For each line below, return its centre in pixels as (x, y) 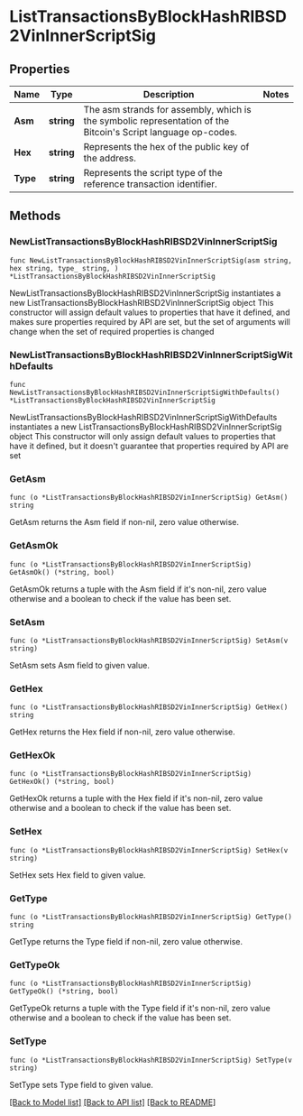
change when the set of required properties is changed (112, 331)
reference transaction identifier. (151, 184)
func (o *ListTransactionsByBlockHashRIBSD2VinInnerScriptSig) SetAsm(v (149, 641)
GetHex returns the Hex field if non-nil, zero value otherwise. (123, 732)
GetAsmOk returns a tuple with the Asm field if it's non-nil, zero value (138, 589)
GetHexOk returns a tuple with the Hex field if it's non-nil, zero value (136, 798)
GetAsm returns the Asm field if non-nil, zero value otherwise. (124, 522)
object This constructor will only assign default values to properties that (143, 436)
